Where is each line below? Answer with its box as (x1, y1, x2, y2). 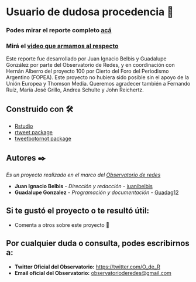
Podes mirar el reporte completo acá (6, 26, 112, 35)
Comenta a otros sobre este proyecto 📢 (14, 221, 110, 228)
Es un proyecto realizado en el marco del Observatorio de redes (6, 171, 161, 178)
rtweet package (14, 129, 53, 136)
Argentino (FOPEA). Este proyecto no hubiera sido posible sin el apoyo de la (6, 74, 189, 81)
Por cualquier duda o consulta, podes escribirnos (6, 239, 190, 249)
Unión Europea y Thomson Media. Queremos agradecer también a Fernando (6, 80, 191, 87)
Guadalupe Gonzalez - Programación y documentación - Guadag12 (14, 189, 179, 196)
